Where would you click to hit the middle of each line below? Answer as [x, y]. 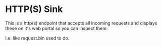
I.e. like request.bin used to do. [37, 38]
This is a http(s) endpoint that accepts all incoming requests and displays [81, 23]
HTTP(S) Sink [34, 9]
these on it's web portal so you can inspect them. [57, 28]
